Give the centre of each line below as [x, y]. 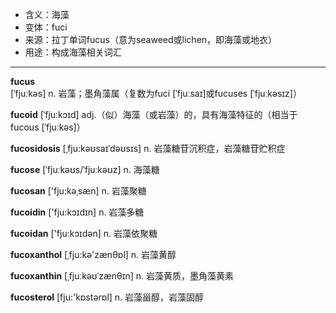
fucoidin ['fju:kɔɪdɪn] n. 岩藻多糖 [77, 212]
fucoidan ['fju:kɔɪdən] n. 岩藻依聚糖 [84, 233]
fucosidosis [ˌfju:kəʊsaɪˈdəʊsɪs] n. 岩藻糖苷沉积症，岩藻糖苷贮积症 [148, 148]
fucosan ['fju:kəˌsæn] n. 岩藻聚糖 [78, 191]
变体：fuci [46, 27]
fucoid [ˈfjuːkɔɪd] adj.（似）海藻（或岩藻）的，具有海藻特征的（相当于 [154, 114]
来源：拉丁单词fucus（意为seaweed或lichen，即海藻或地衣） [151, 39]
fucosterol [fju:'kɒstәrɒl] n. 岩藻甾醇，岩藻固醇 [107, 297]
